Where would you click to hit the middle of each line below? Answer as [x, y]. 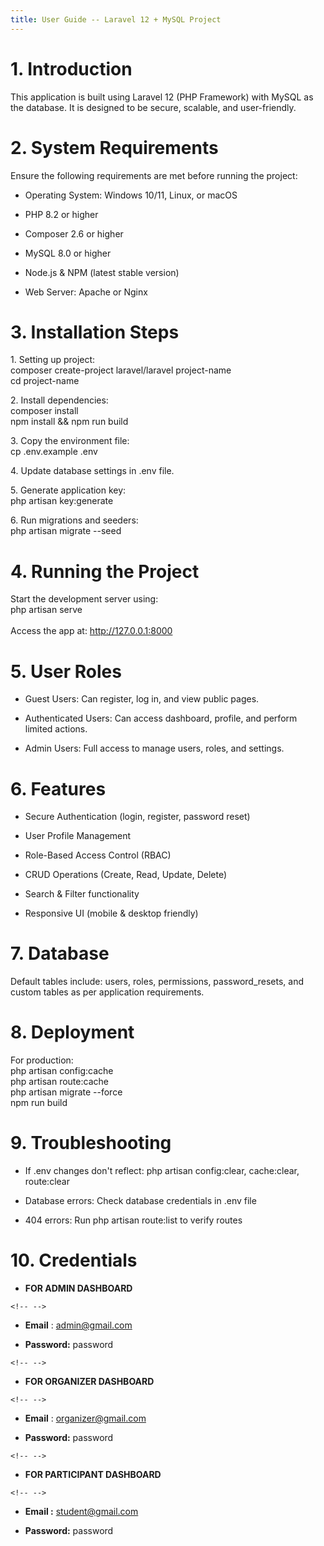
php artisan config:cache [62, 1071]
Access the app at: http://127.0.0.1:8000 [91, 631]
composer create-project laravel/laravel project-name [121, 370]
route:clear [47, 1182]
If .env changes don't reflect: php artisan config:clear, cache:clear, [162, 1171]
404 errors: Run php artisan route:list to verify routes [133, 1220]
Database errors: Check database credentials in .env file [140, 1201]
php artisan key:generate [62, 501]
